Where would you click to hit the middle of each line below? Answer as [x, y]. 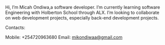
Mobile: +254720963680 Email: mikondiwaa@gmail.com [64, 37]
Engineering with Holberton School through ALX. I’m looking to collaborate [82, 12]
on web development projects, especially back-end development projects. [82, 18]
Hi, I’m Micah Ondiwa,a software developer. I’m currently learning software [82, 7]
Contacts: [15, 27]
